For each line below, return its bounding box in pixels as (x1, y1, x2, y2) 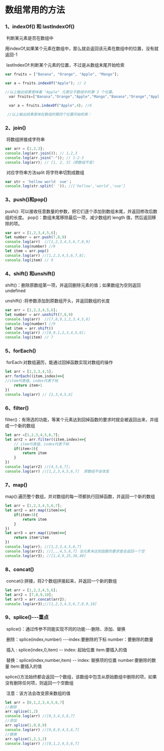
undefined (5, 288, 26, 293)
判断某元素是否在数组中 (6, 35, 54, 41)
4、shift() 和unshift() (5, 270, 55, 277)
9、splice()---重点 (5, 614, 49, 621)
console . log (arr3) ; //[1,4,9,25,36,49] (5, 553, 86, 558)
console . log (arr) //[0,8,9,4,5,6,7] (5, 727, 80, 732)
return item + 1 (14, 383, 42, 388)
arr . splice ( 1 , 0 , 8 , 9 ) (5, 723, 47, 728)
